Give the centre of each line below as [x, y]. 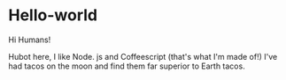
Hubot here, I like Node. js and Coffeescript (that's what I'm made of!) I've [143, 56]
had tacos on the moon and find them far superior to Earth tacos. [127, 66]
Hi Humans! [30, 40]
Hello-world [53, 15]
